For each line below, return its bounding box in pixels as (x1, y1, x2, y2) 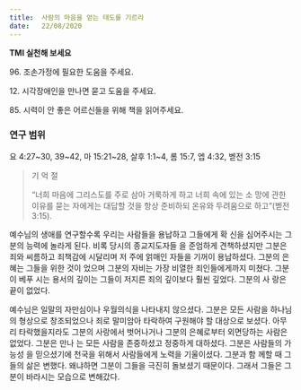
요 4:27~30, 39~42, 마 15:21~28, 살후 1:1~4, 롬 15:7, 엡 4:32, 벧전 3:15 (9, 151, 261, 161)
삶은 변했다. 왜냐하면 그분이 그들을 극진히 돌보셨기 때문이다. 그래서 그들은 (25, 360, 283, 370)
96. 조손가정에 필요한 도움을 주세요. (9, 66, 135, 77)
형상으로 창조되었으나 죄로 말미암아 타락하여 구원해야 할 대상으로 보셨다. (18, 315, 271, 325)
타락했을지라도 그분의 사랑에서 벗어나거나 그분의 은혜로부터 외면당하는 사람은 (18, 326, 288, 337)
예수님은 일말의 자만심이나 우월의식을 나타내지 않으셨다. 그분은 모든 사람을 (9, 304, 269, 315)
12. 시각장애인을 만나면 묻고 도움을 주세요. (9, 85, 156, 96)
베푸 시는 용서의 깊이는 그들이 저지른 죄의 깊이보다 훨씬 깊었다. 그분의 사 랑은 (18, 273, 288, 284)
